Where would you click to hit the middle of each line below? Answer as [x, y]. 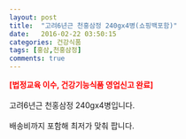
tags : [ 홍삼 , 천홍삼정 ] [46, 50]
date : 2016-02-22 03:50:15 [63, 34]
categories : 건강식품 [45, 42]
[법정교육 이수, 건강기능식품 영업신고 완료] [81, 85]
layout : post [33, 17]
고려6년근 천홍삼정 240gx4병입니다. [72, 105]
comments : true [37, 58]
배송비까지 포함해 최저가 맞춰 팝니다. [72, 126]
